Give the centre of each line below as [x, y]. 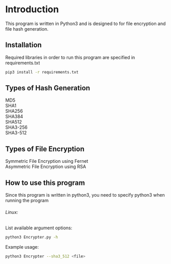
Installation [23, 45]
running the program [27, 201]
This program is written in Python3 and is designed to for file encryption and [86, 23]
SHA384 [14, 116]
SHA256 [14, 111]
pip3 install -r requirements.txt [42, 72]
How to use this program [45, 183]
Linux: [12, 212]
